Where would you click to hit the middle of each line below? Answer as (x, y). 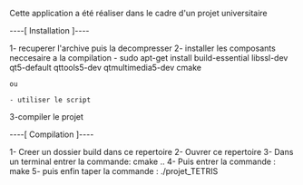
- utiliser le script (50, 100)
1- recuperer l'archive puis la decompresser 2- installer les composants (143, 48)
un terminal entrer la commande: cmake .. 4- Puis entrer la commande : (143, 161)
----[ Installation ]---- (49, 30)
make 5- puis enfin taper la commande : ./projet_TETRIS (114, 171)
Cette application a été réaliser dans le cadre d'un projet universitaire (138, 13)
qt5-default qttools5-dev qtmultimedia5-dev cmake (106, 68)
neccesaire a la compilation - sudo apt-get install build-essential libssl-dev (149, 58)
